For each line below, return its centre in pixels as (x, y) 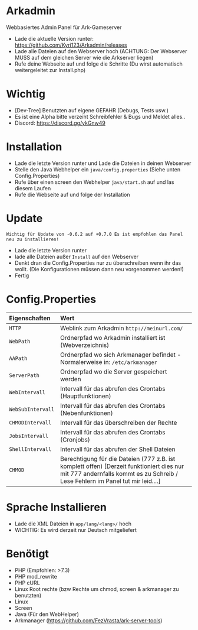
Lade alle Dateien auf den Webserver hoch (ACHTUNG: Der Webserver (101, 51)
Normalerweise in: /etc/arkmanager (108, 362)
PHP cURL (27, 583)
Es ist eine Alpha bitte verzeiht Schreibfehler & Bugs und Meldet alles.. (100, 116)
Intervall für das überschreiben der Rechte (118, 423)
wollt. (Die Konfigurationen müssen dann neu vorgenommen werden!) (99, 269)
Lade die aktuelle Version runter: (54, 38)
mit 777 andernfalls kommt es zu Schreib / (119, 473)
